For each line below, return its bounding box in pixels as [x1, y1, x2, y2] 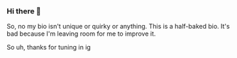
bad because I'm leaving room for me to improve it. [6, 29, 156, 38]
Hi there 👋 [6, 6, 42, 16]
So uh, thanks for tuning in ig [6, 43, 92, 52]
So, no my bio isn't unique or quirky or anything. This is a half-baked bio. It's [6, 22, 230, 31]
